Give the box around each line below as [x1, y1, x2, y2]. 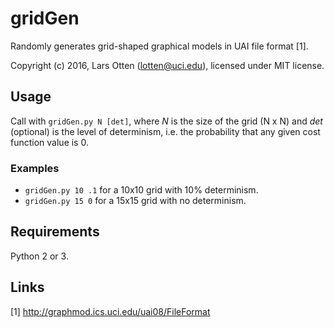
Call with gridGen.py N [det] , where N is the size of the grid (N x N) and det [10, 115, 323, 127]
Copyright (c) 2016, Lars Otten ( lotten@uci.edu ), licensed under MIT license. [10, 59, 325, 71]
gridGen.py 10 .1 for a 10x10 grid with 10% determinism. [24, 184, 259, 196]
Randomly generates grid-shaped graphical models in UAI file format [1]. [10, 40, 309, 52]
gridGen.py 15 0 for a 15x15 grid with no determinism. [24, 195, 247, 207]
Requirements [10, 223, 100, 241]
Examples [10, 161, 60, 175]
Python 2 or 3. [10, 250, 69, 262]
